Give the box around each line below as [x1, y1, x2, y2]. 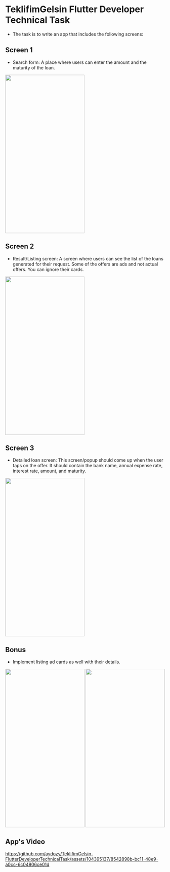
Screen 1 [5, 46, 33, 54]
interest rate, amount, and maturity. [12, 468, 87, 474]
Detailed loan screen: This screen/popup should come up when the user [12, 457, 163, 463]
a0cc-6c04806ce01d [5, 861, 50, 867]
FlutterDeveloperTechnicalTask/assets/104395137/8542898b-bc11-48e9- [5, 856, 158, 862]
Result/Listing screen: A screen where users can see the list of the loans [12, 255, 163, 261]
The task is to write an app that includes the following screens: [12, 31, 143, 37]
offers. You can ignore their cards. [12, 266, 84, 272]
